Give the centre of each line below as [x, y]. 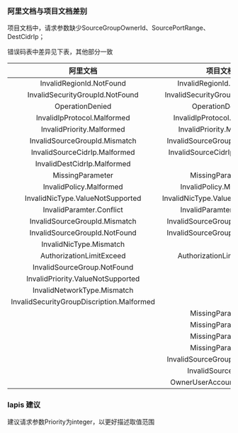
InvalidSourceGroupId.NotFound [83, 233]
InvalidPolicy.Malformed [83, 187]
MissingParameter [83, 175]
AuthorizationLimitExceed [83, 256]
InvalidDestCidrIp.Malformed [83, 164]
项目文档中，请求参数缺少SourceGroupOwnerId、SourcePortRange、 [109, 28]
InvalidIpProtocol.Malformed [83, 118]
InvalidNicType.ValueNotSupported [83, 198]
